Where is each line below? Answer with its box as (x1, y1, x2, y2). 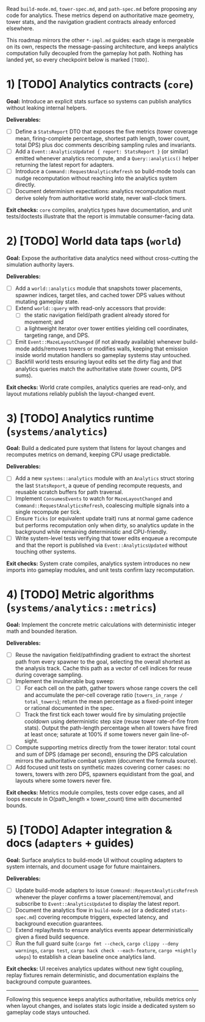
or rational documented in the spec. (24, 704, 114, 711)
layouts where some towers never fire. (15, 777, 112, 784)
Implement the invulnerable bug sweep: (15, 677, 115, 684)
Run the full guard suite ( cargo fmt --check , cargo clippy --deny (15, 940, 179, 947)
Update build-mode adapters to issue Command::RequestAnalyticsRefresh (15, 886, 198, 894)
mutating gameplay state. (15, 298, 79, 305)
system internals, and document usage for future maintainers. (6, 862, 162, 870)
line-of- (170, 730, 190, 738)
